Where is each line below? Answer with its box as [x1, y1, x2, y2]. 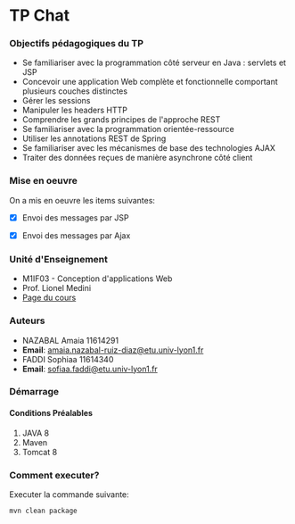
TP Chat [9, 5, 70, 26]
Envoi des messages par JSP [21, 212, 129, 223]
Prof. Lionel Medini [21, 283, 92, 294]
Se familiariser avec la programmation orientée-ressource [21, 124, 234, 135]
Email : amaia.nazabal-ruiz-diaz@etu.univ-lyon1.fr [21, 345, 204, 355]
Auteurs [9, 314, 45, 327]
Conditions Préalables [9, 408, 94, 419]
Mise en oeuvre [9, 175, 78, 187]
